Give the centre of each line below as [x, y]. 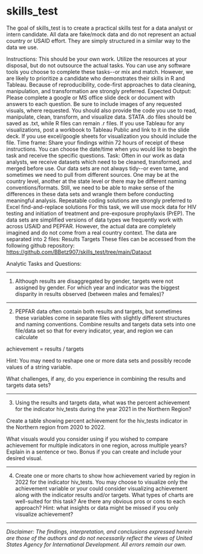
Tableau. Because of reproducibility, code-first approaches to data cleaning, [101, 84]
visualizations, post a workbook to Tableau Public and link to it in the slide [98, 130]
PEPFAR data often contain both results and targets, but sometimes [98, 311]
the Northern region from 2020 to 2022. [56, 427]
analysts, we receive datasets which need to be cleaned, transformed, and [99, 162]
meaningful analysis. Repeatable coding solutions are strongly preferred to [99, 200]
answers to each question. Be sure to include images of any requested [94, 104]
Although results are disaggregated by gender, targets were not [94, 281]
